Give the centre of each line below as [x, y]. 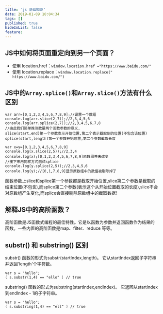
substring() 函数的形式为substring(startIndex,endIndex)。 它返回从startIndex [81, 287]
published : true [21, 23]
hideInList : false [24, 28]
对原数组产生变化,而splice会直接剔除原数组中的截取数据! [61, 193]
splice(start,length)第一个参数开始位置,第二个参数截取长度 [60, 139]
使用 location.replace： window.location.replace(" [62, 72]
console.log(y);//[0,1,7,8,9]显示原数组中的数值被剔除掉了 [61, 171]
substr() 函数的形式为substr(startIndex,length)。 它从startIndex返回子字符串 [81, 258]
